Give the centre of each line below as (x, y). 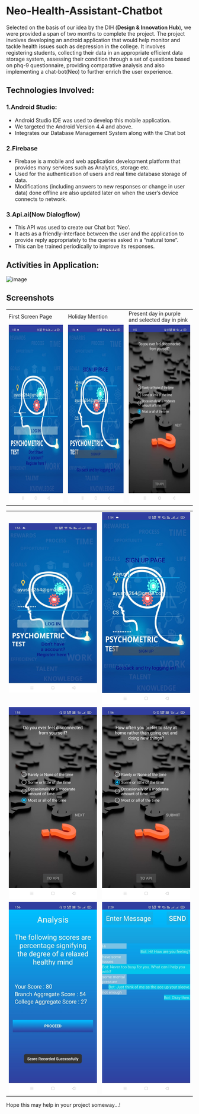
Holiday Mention (88, 317)
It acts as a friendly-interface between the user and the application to (99, 234)
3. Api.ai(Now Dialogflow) (43, 214)
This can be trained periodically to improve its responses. (85, 246)
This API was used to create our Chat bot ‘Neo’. (72, 228)
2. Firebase (22, 148)
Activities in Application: (53, 265)
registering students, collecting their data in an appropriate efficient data (94, 52)
